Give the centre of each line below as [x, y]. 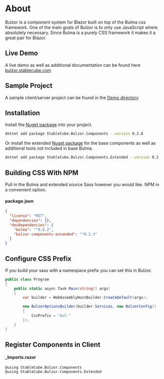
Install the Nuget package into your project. [49, 125]
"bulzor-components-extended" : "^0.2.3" [56, 234]
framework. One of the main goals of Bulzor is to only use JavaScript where [82, 27]
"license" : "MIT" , [28, 216]
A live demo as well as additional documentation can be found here [73, 65]
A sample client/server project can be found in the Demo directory [72, 97]
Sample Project [29, 86]
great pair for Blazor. [26, 38]
